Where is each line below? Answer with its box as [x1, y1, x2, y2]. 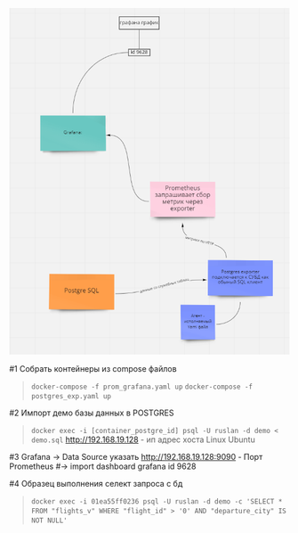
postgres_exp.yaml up [30, 392, 111, 401]
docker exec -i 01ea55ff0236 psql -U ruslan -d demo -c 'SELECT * [30, 497, 283, 506]
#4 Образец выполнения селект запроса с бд [9, 479, 183, 489]
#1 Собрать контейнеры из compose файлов [9, 364, 177, 374]
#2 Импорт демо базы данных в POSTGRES [9, 407, 175, 418]
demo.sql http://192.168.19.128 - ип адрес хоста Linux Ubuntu [30, 434, 255, 445]
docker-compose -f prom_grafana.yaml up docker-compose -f [30, 382, 254, 391]
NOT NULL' [30, 516, 68, 525]
